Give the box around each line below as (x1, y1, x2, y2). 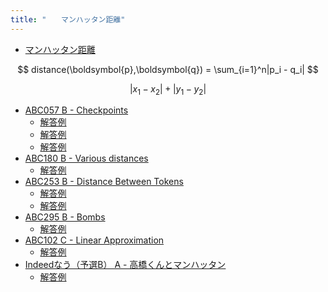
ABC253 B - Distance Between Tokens (24, 176, 184, 188)
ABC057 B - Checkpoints (24, 104, 129, 116)
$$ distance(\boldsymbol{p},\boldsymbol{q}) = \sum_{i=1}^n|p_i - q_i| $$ (17, 63, 319, 75)
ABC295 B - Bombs (24, 211, 106, 223)
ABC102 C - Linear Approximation (24, 234, 165, 246)
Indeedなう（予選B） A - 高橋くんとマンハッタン (24, 259, 227, 271)
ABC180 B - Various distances (24, 152, 149, 165)
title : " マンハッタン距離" (10, 14, 126, 25)
